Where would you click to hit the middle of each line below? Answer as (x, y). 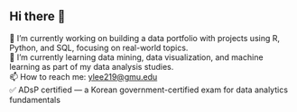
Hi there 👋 (37, 17)
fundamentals (35, 99)
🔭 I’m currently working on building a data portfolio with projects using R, (144, 38)
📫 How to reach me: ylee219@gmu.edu (84, 76)
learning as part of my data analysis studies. (92, 66)
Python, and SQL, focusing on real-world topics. (99, 47)
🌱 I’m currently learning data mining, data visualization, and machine (136, 57)
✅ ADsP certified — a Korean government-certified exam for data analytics (149, 90)
